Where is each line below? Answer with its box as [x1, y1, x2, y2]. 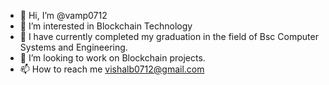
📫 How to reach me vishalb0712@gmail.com [19, 63, 205, 75]
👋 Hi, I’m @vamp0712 [19, 10, 108, 21]
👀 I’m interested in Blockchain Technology [19, 20, 193, 32]
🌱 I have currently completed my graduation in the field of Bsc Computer [19, 31, 319, 42]
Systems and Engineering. [19, 41, 128, 53]
